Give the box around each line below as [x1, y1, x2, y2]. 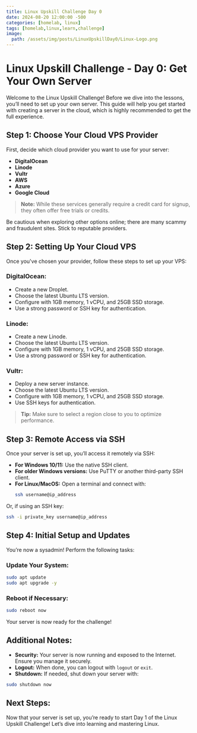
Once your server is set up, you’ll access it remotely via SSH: [6, 450, 155, 457]
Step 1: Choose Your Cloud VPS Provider [6, 130, 158, 140]
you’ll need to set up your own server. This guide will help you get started [6, 100, 186, 107]
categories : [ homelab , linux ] [6, 20, 81, 26]
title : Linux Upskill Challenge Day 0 [6, 8, 102, 15]
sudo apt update [6, 575, 46, 580]
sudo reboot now [6, 608, 46, 614]
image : [6, 31, 23, 37]
